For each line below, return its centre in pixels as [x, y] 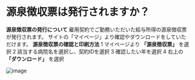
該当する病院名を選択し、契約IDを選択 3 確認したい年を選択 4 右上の [100, 51]
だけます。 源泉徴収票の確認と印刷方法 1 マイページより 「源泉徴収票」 [92, 44]
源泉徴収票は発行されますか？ [78, 12]
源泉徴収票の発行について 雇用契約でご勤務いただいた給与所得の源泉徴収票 [97, 29]
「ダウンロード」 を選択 [35, 59]
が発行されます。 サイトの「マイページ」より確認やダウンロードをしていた [96, 36]
